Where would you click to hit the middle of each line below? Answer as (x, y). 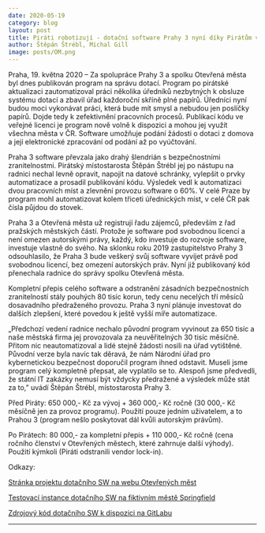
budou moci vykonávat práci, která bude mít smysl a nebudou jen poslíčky (129, 108)
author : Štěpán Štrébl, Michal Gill (68, 45)
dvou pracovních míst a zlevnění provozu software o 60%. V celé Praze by (129, 191)
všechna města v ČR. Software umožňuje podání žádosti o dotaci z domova (131, 133)
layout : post (30, 30)
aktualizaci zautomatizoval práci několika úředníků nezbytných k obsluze (126, 91)
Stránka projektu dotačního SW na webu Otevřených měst (103, 482)
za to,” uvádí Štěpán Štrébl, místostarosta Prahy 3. (90, 387)
